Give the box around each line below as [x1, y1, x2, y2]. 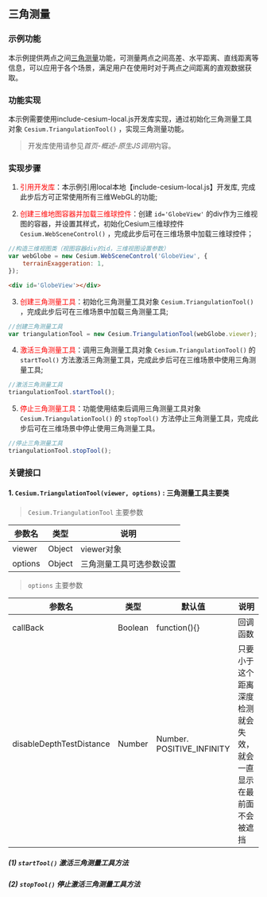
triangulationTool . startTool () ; [8, 389, 115, 396]
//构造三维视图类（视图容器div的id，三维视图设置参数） [8, 245, 169, 253]
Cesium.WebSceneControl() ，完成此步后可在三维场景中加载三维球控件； [19, 229, 254, 238]
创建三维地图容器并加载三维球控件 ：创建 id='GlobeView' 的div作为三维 [19, 209, 251, 218]
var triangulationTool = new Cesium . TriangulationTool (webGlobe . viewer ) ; [8, 330, 258, 338]
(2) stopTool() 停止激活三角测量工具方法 [8, 880, 141, 888]
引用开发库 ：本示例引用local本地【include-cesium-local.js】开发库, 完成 [19, 182, 256, 192]
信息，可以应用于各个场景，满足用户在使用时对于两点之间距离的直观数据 [8, 63, 245, 72]
